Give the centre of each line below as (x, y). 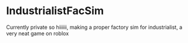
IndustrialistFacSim (55, 11)
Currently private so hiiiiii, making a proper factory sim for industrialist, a (94, 27)
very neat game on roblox (38, 33)
